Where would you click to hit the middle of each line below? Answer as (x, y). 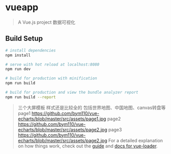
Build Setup (24, 39)
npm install (18, 55)
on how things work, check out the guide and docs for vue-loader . (88, 146)
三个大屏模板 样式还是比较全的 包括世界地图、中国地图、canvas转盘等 (92, 107)
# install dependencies (31, 50)
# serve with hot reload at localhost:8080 (52, 64)
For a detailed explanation (135, 140)
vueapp (22, 7)
